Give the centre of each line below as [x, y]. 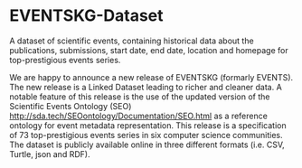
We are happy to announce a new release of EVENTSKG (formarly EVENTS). [151, 77]
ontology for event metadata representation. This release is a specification [148, 125]
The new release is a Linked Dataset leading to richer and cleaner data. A [146, 87]
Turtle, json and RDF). [50, 154]
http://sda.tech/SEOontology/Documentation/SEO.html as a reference [139, 116]
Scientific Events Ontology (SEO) [71, 106]
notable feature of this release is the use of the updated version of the [140, 97]
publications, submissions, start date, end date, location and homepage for [149, 50]
